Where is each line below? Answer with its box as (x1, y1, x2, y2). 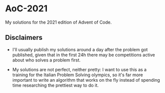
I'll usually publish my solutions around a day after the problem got (12, 46, 148, 52)
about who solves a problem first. (12, 57, 81, 63)
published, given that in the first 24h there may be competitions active (12, 52, 155, 58)
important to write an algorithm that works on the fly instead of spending (12, 77, 161, 83)
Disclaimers (5, 33, 43, 42)
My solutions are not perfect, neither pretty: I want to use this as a (12, 66, 147, 72)
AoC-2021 (5, 3, 48, 14)
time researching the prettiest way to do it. (12, 82, 99, 88)
